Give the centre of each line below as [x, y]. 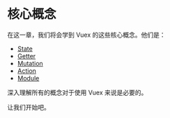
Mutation [30, 63]
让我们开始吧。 [29, 107]
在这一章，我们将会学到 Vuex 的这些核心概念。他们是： [86, 35]
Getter [26, 56]
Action [27, 71]
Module [28, 78]
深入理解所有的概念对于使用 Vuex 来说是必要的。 [77, 92]
